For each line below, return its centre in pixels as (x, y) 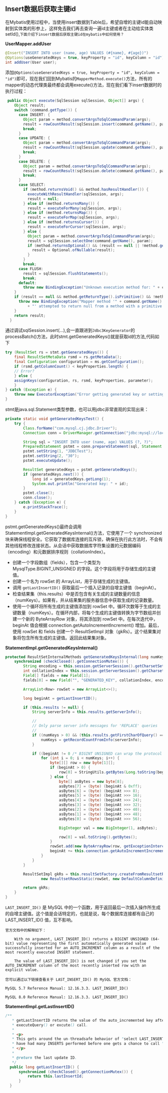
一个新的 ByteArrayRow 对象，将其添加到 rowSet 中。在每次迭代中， (87, 619)
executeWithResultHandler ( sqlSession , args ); (75, 194)
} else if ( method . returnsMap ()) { (60, 213)
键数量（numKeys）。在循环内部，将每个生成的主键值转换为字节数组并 (84, 613)
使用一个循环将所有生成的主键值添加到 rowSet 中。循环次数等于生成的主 (87, 606)
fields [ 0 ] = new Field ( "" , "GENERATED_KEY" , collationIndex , (88, 680)
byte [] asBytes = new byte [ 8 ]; (91, 781)
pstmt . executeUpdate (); (48, 461)
